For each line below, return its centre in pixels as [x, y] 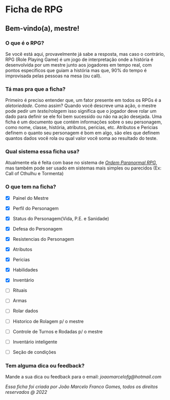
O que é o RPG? [25, 43]
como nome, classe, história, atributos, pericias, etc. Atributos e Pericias [82, 128]
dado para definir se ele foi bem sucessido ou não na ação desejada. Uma [84, 117]
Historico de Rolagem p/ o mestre [48, 321]
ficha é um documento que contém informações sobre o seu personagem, [84, 122]
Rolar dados [25, 311]
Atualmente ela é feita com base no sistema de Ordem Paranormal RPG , [81, 163]
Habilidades [25, 270]
